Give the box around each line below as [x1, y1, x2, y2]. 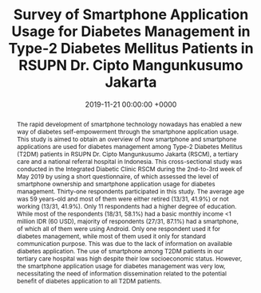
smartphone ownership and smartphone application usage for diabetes [16, 179, 216, 188]
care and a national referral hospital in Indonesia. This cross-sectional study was [16, 157, 243, 166]
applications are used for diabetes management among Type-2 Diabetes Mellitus [16, 142, 243, 150]
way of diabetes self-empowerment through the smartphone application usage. [16, 127, 239, 136]
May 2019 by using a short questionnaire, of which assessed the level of [16, 172, 219, 181]
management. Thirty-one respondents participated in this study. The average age [16, 187, 245, 196]
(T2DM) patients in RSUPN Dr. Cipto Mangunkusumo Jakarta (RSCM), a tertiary [16, 150, 239, 158]
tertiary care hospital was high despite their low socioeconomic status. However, [16, 254, 243, 263]
